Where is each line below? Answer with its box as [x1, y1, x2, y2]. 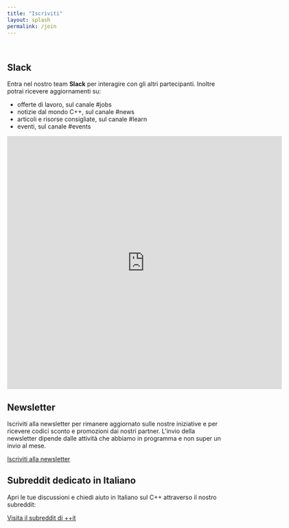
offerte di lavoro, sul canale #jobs [16, 100, 112, 109]
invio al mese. [7, 441, 47, 450]
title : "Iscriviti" [7, 10, 63, 17]
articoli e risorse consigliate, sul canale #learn [16, 115, 148, 124]
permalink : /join [7, 23, 57, 30]
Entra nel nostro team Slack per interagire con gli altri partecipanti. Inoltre [7, 80, 216, 88]
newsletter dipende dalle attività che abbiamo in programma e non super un [7, 434, 222, 442]
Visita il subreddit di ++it [7, 514, 76, 522]
